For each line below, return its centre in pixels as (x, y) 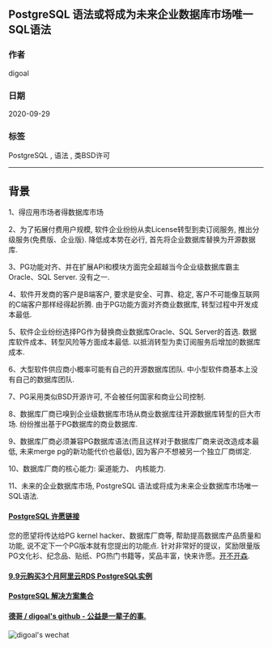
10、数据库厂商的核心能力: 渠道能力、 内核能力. (87, 469)
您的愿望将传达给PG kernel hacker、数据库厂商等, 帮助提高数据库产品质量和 (135, 536)
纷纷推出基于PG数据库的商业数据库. (79, 424)
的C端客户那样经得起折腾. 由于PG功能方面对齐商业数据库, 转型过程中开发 (130, 305)
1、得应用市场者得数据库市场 (56, 212)
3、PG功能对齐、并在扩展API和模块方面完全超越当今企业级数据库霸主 (124, 267)
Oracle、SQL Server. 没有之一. (59, 277)
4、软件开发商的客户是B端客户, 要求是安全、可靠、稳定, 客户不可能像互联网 (134, 294)
